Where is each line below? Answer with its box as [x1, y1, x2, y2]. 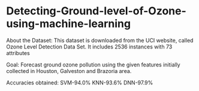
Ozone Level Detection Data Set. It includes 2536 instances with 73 [6, 43, 173, 50]
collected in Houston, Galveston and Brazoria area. [6, 67, 132, 74]
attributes [6, 49, 30, 56]
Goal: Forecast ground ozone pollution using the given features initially [6, 61, 181, 68]
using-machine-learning [6, 17, 131, 31]
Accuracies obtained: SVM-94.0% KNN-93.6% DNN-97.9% [6, 79, 153, 86]
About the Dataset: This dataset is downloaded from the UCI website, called [6, 37, 194, 44]
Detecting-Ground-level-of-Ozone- [6, 4, 187, 18]
